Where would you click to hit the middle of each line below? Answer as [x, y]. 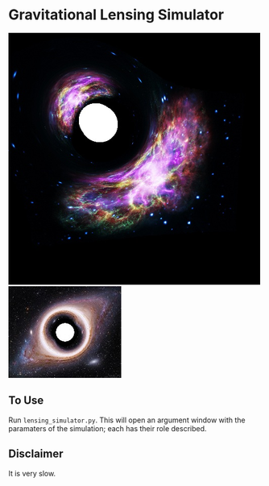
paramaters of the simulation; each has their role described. [108, 428]
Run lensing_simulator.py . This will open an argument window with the [127, 420]
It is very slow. [32, 473]
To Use [26, 401]
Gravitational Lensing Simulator [116, 15]
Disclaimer [36, 454]
